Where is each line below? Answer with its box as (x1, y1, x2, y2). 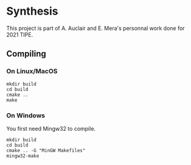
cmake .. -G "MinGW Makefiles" (6, 147, 86, 153)
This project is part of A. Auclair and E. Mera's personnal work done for (6, 24, 185, 32)
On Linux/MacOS (6, 67, 58, 76)
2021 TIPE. (6, 31, 33, 38)
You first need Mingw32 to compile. (6, 125, 96, 132)
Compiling (6, 49, 47, 59)
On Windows (6, 111, 46, 120)
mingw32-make (6, 153, 40, 159)
